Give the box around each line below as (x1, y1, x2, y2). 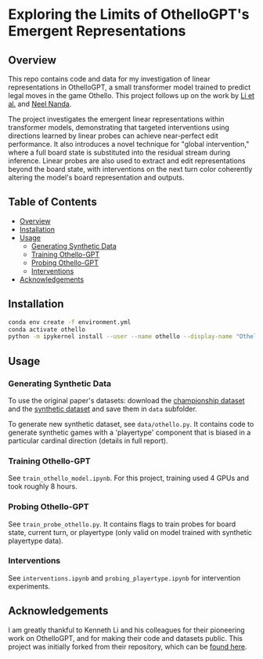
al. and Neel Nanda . (8, 100, 72, 108)
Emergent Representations (8, 22, 186, 40)
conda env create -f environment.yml (8, 318, 131, 326)
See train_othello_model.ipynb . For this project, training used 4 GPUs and (8, 473, 249, 483)
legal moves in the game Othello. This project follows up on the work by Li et (8, 91, 255, 100)
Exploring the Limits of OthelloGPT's (8, 5, 250, 24)
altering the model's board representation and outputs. (8, 173, 185, 182)
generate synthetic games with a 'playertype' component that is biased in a (8, 428, 251, 437)
